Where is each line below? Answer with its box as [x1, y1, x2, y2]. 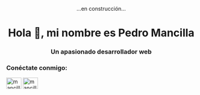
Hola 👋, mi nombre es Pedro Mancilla [8, 26, 195, 40]
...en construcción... [76, 5, 127, 12]
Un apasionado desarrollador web [51, 47, 152, 56]
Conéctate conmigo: [6, 64, 67, 72]
